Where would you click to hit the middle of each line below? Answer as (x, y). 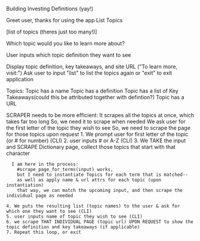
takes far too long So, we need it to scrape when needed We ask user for (96, 121)
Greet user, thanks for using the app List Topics (64, 20)
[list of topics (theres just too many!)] (52, 32)
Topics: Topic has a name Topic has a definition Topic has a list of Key (93, 91)
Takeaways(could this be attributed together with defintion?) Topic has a (95, 97)
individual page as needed (40, 196)
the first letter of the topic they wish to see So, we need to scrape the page (99, 128)
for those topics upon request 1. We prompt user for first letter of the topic (97, 134)
